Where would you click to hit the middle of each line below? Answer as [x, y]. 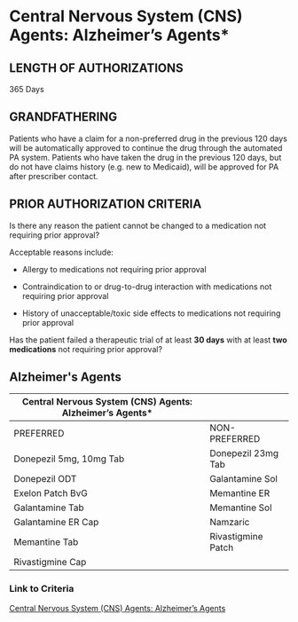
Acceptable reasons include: [61, 252]
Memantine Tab [46, 542]
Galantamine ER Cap [56, 523]
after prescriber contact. [54, 176]
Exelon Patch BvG [51, 493]
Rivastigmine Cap [50, 563]
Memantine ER [240, 493]
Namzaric [230, 523]
